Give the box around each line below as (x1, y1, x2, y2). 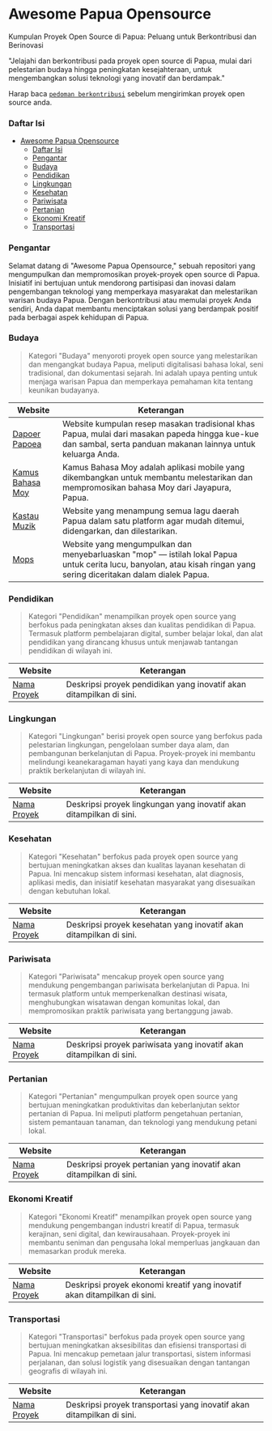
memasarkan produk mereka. (28, 1246, 127, 1255)
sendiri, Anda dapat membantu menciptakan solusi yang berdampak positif (8, 304, 259, 313)
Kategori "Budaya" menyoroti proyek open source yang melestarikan (28, 350, 258, 360)
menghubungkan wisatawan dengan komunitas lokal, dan (28, 997, 221, 1008)
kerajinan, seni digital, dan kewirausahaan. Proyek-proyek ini (28, 1229, 231, 1238)
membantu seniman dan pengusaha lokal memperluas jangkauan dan (28, 1238, 261, 1247)
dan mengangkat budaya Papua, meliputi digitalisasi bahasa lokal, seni (28, 359, 264, 369)
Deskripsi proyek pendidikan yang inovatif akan (66, 679, 247, 690)
